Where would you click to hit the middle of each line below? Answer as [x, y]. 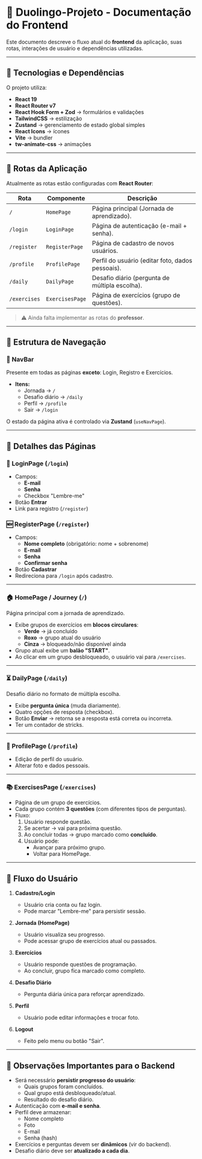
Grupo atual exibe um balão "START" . [62, 650]
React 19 [26, 99]
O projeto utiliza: [26, 88]
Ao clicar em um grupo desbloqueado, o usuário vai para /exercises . [100, 657]
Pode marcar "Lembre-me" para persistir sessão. [85, 912]
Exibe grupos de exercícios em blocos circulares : [77, 625]
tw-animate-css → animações [53, 144]
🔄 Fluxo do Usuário [42, 879]
